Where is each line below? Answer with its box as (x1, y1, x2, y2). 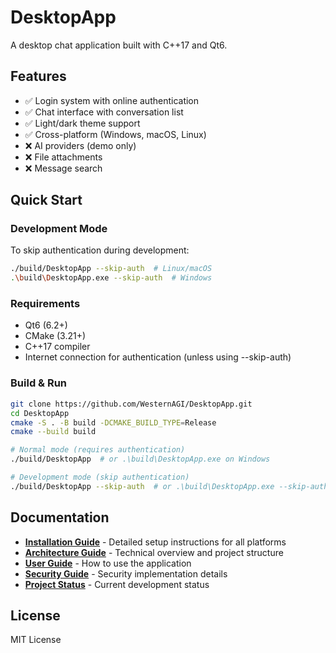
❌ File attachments (24, 151, 103, 163)
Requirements (10, 297, 81, 311)
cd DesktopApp (10, 408, 70, 418)
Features (10, 68, 67, 85)
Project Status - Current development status (24, 578, 210, 590)
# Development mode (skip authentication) (10, 472, 190, 483)
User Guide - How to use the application (24, 557, 192, 569)
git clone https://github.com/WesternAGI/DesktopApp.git (10, 399, 253, 409)
